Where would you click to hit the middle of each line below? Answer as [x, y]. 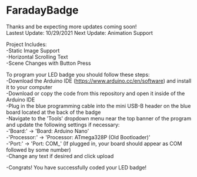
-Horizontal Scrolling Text [37, 57]
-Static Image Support [33, 50]
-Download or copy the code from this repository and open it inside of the [96, 93]
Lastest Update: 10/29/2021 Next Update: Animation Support [79, 32]
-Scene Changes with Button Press [49, 63]
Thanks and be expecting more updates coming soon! [71, 27]
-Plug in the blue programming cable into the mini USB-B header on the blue [98, 106]
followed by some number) [39, 150]
